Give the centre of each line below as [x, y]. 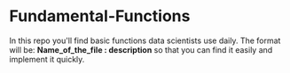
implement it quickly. [47, 59]
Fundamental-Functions [100, 16]
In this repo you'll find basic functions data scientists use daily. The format [145, 40]
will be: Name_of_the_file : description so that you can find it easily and [141, 49]
